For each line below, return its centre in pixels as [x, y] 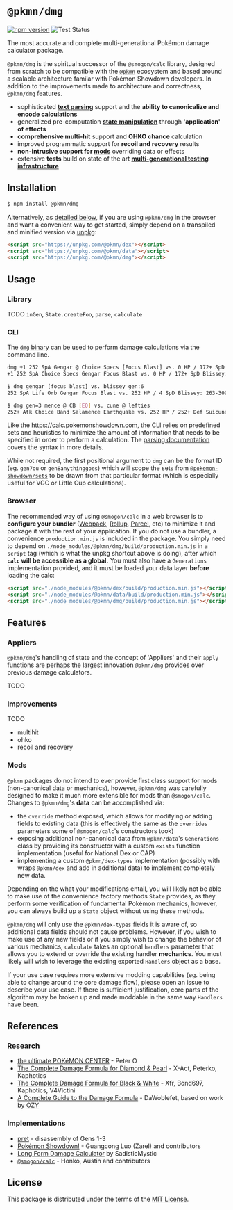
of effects [32, 129]
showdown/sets [28, 476]
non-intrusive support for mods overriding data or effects [101, 151]
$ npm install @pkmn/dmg [43, 204]
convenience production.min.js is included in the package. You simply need [116, 538]
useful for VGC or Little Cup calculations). [67, 483]
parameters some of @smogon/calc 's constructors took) [95, 831]
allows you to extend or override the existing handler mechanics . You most [114, 953]
